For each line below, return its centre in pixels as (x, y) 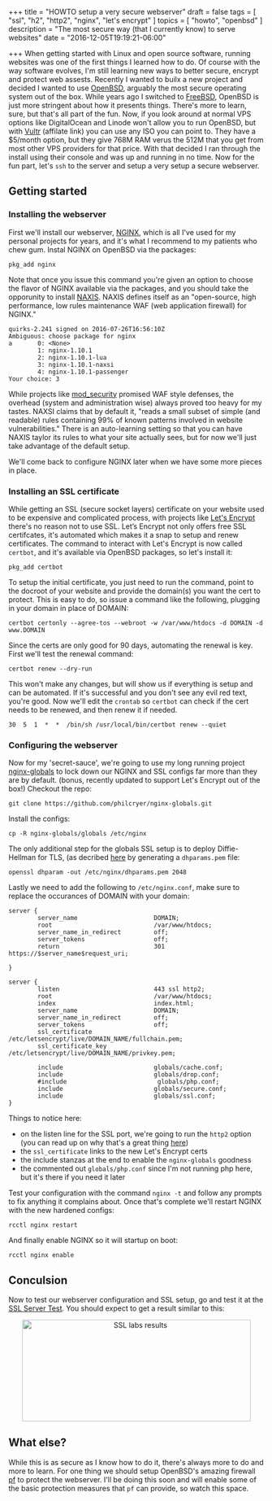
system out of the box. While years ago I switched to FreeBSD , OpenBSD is (134, 96)
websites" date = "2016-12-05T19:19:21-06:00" (87, 37)
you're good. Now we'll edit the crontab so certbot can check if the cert (129, 701)
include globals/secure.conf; (132, 1089)
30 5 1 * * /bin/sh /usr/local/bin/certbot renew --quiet (118, 724)
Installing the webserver (58, 215)
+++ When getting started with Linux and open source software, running (130, 53)
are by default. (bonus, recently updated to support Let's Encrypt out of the (134, 780)
